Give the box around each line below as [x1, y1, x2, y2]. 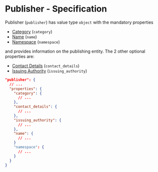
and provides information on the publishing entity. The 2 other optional [5, 48, 146, 54]
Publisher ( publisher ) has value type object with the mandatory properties [5, 19, 154, 25]
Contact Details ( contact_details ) [12, 63, 80, 69]
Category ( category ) [12, 29, 53, 34]
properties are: [5, 53, 35, 59]
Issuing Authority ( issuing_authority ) [12, 68, 87, 73]
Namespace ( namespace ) [12, 39, 60, 44]
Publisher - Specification [5, 3, 107, 14]
